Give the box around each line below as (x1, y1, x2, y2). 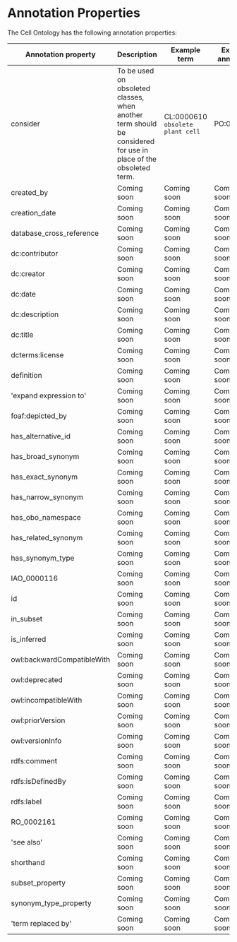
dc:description (11, 309, 59, 319)
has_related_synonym (11, 532, 83, 542)
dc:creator (11, 268, 46, 278)
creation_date (11, 208, 56, 217)
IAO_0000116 (11, 573, 59, 583)
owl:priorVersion (11, 715, 66, 725)
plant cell (164, 127, 201, 136)
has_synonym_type (11, 553, 75, 563)
